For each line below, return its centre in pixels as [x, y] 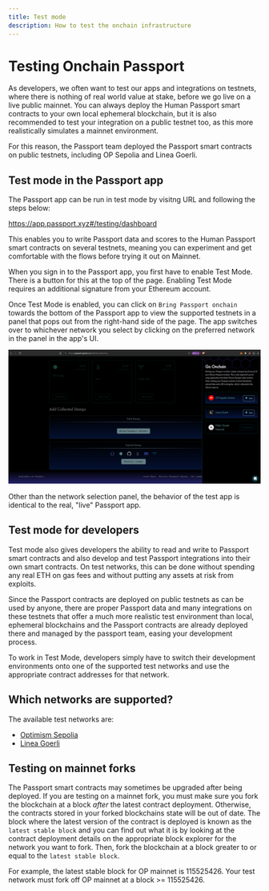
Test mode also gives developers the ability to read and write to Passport [129, 549]
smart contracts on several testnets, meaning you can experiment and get [130, 248]
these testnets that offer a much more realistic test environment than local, [131, 616]
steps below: [29, 208]
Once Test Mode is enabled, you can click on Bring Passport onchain [123, 304]
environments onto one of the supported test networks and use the [119, 665]
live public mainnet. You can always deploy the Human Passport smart [124, 105]
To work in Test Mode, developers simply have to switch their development [132, 657]
